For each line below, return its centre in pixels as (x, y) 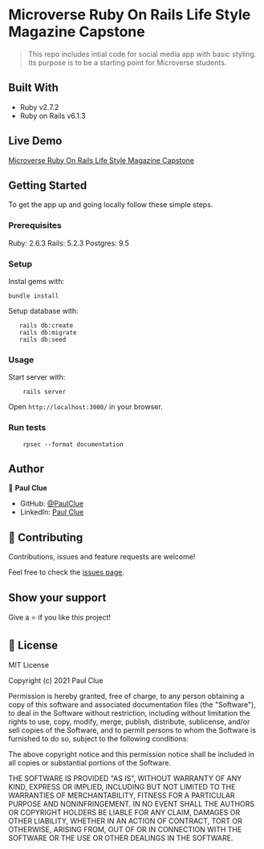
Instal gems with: (37, 281)
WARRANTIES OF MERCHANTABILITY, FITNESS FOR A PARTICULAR (122, 795)
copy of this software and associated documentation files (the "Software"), (132, 705)
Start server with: (37, 377)
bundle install (34, 296)
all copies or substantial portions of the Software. (89, 762)
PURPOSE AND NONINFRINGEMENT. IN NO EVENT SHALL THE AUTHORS (132, 803)
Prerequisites (35, 225)
